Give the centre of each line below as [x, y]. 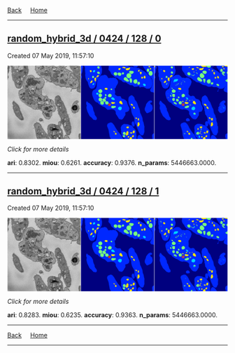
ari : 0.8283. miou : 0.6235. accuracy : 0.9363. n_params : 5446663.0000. [113, 315]
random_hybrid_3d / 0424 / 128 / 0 [84, 39]
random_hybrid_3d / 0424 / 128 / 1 [83, 191]
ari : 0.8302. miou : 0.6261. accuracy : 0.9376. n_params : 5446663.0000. [112, 162]
